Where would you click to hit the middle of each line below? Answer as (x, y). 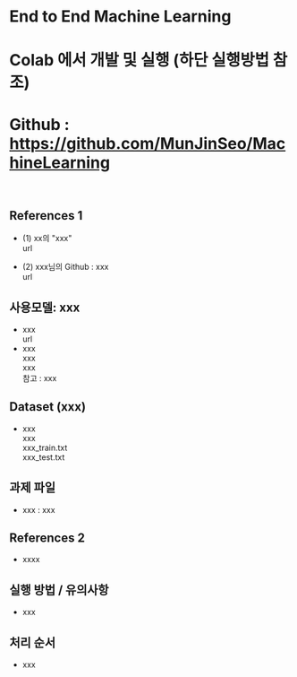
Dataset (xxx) (48, 407)
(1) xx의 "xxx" (47, 239)
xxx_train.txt (45, 447)
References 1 (46, 216)
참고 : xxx (39, 378)
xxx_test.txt (43, 457)
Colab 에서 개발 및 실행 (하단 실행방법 (140, 61)
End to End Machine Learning (120, 17)
